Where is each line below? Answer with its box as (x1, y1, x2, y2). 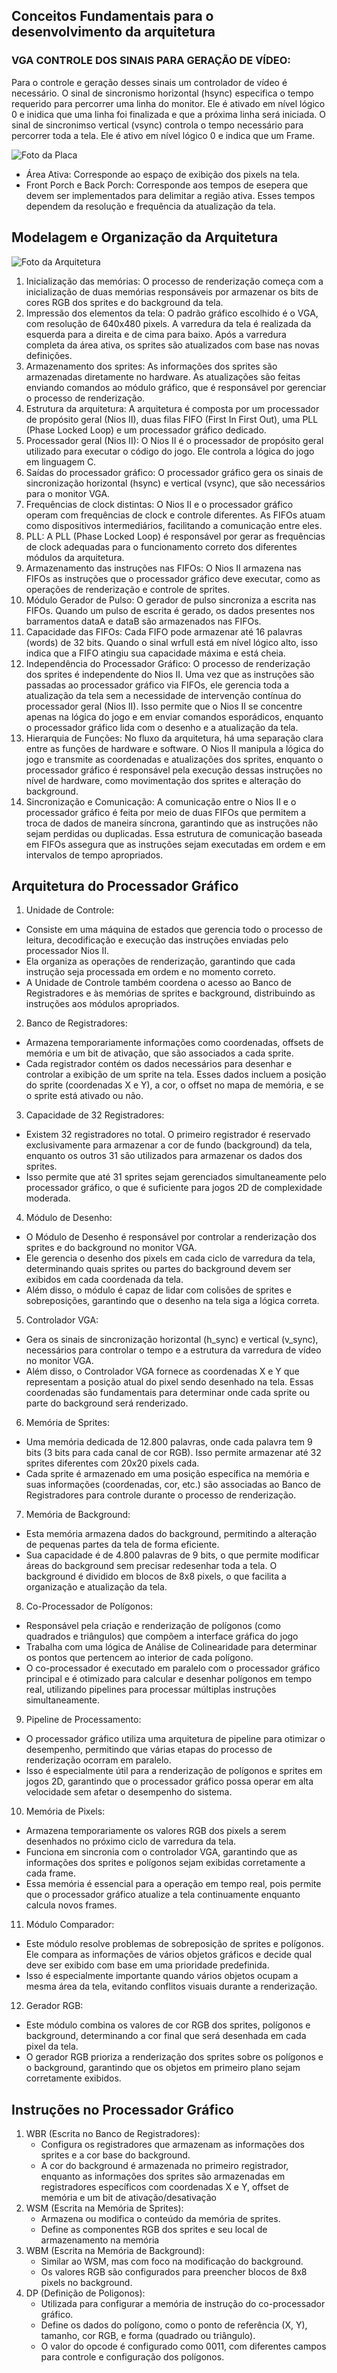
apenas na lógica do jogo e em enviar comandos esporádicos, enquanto (25, 710, 324, 723)
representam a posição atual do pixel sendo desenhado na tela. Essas (25, 1376, 314, 1388)
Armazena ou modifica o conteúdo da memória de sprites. (40, 2213, 281, 2225)
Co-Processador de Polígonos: (25, 1600, 153, 1613)
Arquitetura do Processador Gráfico (11, 877, 239, 894)
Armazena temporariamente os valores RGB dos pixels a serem (25, 1825, 287, 1837)
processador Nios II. (25, 945, 109, 957)
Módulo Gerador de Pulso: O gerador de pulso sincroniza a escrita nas (25, 594, 317, 606)
